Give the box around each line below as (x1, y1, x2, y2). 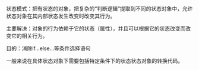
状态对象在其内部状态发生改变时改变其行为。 (6, 12, 116, 19)
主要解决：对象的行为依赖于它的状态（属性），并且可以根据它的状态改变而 (6, 25, 186, 32)
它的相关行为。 (11, 32, 48, 39)
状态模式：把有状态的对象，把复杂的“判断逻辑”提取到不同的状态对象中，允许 (6, 5, 193, 12)
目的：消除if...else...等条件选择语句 (6, 45, 91, 52)
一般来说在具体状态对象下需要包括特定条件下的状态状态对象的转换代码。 (6, 58, 183, 64)
